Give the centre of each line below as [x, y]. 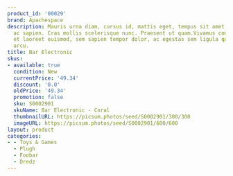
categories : [24, 136]
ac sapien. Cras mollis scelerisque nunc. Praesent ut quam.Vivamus [114, 33]
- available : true [34, 65]
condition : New [35, 71]
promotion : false [38, 98]
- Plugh [25, 149]
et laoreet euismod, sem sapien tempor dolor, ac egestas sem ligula [116, 39]
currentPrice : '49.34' [46, 78]
